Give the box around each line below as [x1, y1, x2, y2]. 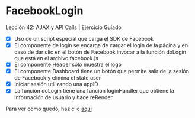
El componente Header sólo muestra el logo [14, 61, 122, 68]
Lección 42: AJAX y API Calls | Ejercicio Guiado [5, 24, 122, 31]
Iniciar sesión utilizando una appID [14, 81, 98, 88]
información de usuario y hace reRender [14, 94, 113, 101]
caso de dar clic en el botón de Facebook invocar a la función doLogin [14, 48, 186, 55]
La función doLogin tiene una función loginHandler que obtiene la [14, 87, 174, 94]
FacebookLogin [5, 4, 84, 18]
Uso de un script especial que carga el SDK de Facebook [14, 35, 154, 42]
